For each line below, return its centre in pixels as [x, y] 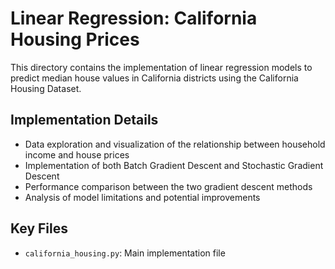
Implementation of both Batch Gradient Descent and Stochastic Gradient [174, 165]
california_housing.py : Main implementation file [125, 253]
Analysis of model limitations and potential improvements [142, 197]
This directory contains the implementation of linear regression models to [161, 67]
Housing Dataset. [46, 88]
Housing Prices [75, 39]
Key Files [39, 228]
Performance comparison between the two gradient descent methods [168, 186]
